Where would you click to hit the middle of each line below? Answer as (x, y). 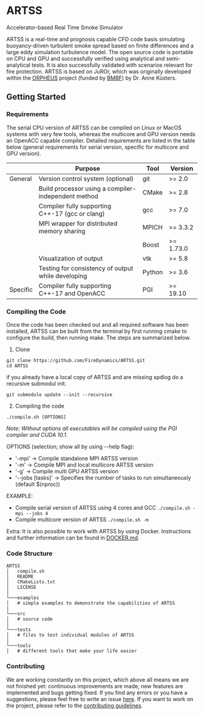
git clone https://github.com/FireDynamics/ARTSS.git (76, 360)
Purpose (87, 168)
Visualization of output (71, 258)
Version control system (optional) (86, 179)
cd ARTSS (17, 366)
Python (153, 272)
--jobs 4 (37, 513)
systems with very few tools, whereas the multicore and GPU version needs (101, 134)
